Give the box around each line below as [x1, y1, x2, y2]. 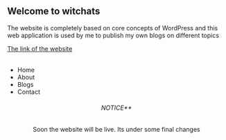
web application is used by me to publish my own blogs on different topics [7, 31, 220, 39]
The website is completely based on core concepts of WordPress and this [7, 23, 218, 32]
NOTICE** [101, 103, 132, 112]
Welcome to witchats [7, 6, 101, 17]
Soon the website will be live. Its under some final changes [33, 125, 200, 133]
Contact [17, 88, 40, 96]
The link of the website [7, 44, 73, 52]
